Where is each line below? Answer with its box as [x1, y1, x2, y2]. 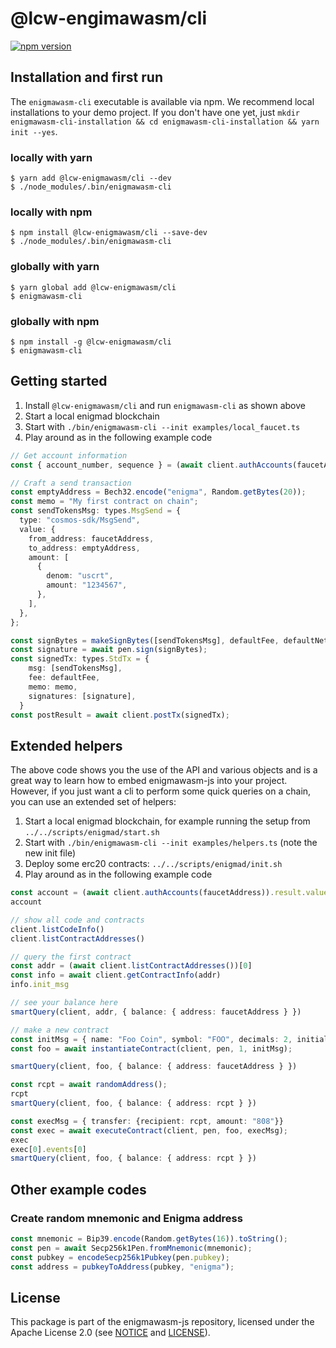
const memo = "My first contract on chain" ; [10, 497, 199, 507]
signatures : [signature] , [28, 691, 137, 701]
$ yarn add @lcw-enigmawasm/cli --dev [10, 173, 172, 184]
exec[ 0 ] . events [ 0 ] [10, 1144, 87, 1154]
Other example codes [10, 1181, 147, 1198]
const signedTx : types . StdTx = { [10, 654, 150, 664]
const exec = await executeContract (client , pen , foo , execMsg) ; [10, 1125, 288, 1136]
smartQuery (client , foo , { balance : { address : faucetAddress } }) [10, 1062, 298, 1072]
